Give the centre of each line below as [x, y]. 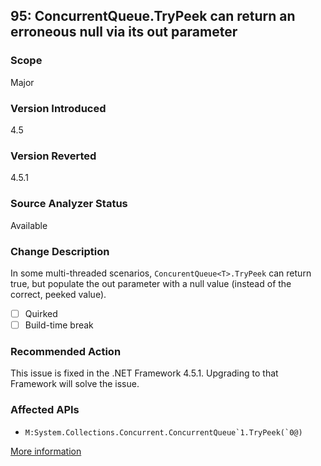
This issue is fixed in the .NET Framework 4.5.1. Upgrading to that [144, 373]
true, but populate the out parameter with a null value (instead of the [151, 283]
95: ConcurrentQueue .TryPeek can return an [153, 16]
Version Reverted [53, 156]
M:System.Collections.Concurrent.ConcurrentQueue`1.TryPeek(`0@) [163, 432]
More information [46, 451]
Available [29, 225]
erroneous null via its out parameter [124, 32]
